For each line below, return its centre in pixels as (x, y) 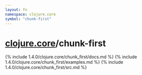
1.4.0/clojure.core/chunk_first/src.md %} (46, 68)
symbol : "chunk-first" (28, 19)
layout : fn (16, 10)
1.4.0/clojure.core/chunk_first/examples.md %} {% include (64, 62)
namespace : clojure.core (30, 14)
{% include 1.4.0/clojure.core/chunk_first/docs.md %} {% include (71, 57)
